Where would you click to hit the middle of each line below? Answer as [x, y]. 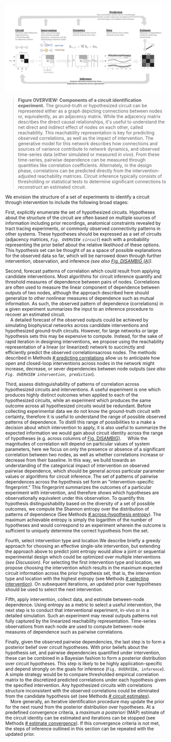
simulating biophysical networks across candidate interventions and [77, 325]
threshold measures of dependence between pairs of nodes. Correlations [82, 282]
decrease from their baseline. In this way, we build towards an [70, 460]
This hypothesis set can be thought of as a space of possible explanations [83, 250]
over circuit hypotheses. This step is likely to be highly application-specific [84, 663]
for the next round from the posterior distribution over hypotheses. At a [80, 707]
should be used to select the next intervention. [54, 589]
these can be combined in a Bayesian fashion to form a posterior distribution [86, 658]
